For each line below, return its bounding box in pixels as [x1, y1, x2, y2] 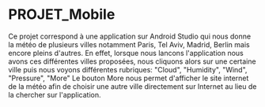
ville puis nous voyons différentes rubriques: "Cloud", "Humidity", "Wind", [8, 65, 248, 74]
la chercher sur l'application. [8, 90, 101, 99]
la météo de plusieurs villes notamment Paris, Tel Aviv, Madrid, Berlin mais [8, 39, 251, 49]
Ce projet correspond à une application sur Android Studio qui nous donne [8, 31, 252, 41]
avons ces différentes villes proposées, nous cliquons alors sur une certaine [8, 57, 256, 66]
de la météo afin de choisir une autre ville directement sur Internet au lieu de [8, 81, 257, 91]
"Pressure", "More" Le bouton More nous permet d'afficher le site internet [8, 73, 249, 83]
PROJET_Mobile [8, 6, 115, 24]
